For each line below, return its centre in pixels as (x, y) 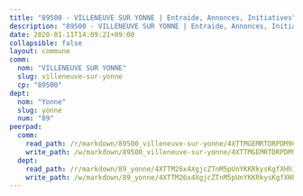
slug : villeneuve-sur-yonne (70, 77)
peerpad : (26, 127)
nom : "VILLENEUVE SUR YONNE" (72, 69)
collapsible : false (46, 43)
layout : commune (40, 51)
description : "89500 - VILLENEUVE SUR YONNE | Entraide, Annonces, (139, 26)
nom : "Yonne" (42, 102)
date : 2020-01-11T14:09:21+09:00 (72, 34)
